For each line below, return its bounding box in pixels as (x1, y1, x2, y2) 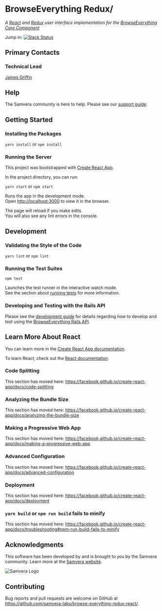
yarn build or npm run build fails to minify (5, 510, 106, 517)
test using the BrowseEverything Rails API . (5, 318, 90, 324)
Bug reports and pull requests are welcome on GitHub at (5, 595, 118, 601)
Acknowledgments (5, 541, 64, 549)
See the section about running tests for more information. (5, 290, 120, 296)
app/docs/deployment (5, 498, 50, 503)
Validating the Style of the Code (5, 242, 82, 249)
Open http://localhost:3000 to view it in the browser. (5, 198, 110, 204)
